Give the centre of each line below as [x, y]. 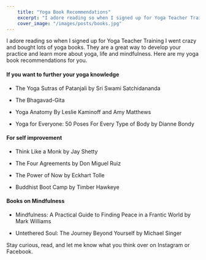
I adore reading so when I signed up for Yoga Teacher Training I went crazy [101, 41]
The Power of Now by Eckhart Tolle [60, 175]
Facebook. [20, 251]
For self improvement [34, 138]
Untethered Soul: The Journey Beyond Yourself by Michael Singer [98, 233]
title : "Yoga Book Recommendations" [64, 12]
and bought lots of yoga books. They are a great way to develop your [93, 47]
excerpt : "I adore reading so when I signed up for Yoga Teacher [103, 18]
